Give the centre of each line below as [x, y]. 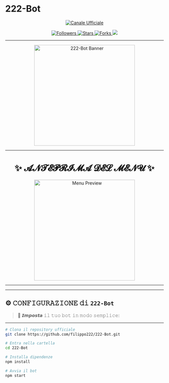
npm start [16, 375]
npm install [18, 362]
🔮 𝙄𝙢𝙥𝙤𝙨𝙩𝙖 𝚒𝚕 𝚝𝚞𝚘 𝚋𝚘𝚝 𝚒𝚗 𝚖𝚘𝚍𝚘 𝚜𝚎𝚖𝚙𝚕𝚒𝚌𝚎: [68, 315]
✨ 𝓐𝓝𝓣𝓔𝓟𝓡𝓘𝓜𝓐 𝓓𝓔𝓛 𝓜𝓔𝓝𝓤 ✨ [84, 168]
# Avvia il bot [21, 371]
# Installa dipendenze [29, 357]
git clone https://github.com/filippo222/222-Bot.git [63, 334]
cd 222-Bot [17, 348]
